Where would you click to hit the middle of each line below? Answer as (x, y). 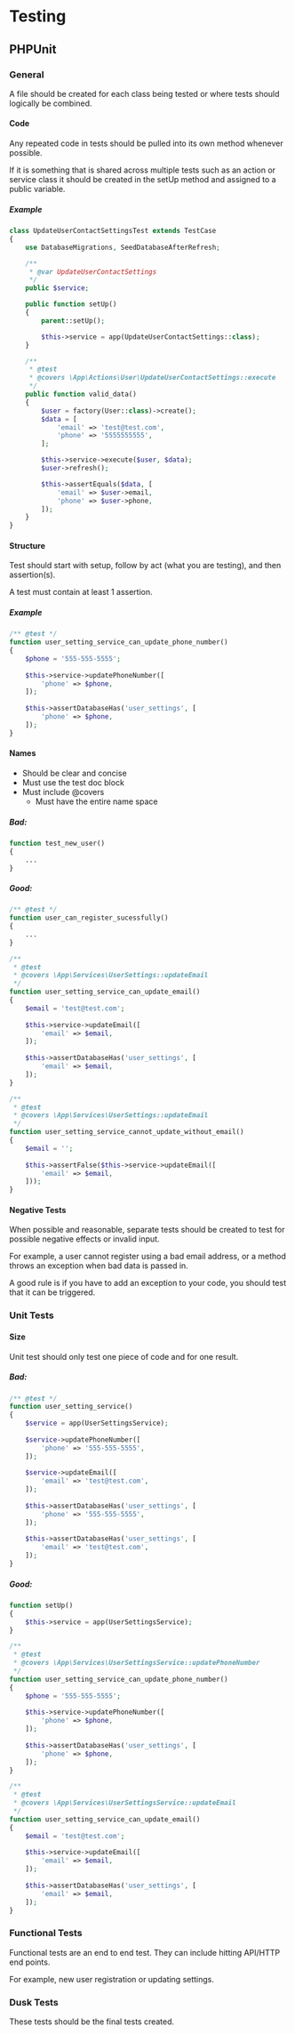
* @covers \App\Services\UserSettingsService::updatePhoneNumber (136, 1663)
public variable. (37, 189)
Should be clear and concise (74, 773)
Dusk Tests (34, 2002)
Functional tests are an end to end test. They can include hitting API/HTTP (145, 1952)
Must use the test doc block (73, 782)
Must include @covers (63, 792)
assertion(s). (32, 575)
